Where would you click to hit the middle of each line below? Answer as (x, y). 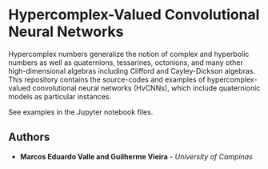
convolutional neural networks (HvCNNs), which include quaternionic (146, 88)
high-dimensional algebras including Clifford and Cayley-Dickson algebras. (132, 70)
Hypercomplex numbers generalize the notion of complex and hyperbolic (129, 54)
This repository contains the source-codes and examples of (107, 79)
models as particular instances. (60, 96)
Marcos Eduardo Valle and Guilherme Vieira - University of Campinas (136, 156)
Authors (29, 137)
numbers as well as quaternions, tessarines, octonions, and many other (126, 62)
